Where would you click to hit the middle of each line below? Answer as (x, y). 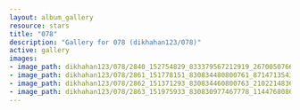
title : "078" (33, 34)
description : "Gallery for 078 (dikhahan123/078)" (105, 42)
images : (24, 59)
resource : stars (39, 26)
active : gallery (39, 51)
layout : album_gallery (51, 17)
